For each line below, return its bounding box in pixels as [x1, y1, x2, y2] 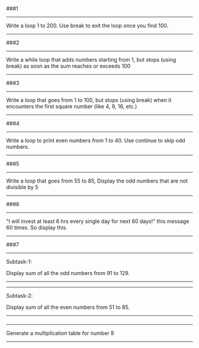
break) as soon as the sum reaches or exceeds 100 [6, 62, 131, 69]
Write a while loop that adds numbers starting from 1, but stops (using [6, 56, 176, 63]
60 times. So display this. [6, 224, 68, 231]
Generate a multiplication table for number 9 [6, 329, 114, 337]
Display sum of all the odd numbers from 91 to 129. [6, 270, 130, 276]
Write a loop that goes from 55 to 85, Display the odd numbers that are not [6, 177, 188, 184]
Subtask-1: [6, 258, 32, 265]
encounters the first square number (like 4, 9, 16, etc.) [6, 103, 137, 110]
